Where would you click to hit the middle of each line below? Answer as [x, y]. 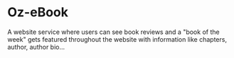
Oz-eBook [38, 12]
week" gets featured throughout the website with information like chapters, [117, 39]
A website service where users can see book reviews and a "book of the [113, 32]
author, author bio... [36, 47]
